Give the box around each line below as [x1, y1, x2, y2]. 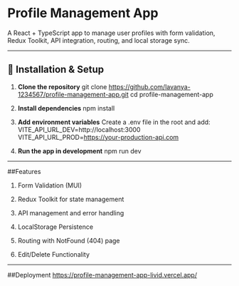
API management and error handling [17, 208, 124, 217]
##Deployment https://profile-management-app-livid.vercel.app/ [7, 270, 198, 279]
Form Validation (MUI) [17, 180, 83, 190]
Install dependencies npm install [17, 103, 115, 112]
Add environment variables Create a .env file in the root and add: [17, 118, 211, 126]
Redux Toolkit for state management [17, 195, 124, 203]
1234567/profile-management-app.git [17, 90, 129, 98]
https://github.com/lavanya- [108, 82, 191, 91]
